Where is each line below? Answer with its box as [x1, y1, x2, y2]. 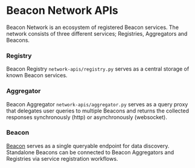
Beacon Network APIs [6, 4, 119, 18]
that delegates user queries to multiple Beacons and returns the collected [6, 107, 189, 114]
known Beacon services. [6, 72, 68, 79]
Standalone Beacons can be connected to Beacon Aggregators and [6, 149, 174, 156]
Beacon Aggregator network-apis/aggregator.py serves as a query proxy [6, 100, 188, 108]
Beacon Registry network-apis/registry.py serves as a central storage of [6, 65, 190, 73]
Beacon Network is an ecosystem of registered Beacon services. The [6, 24, 179, 31]
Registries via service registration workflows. [6, 155, 118, 162]
